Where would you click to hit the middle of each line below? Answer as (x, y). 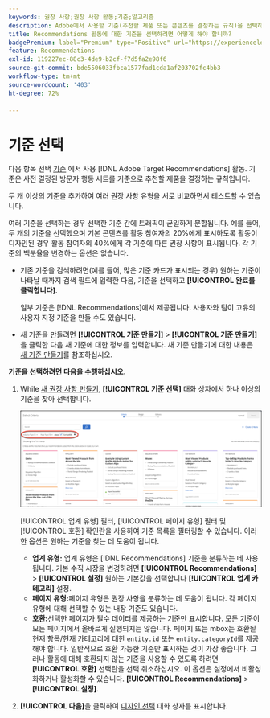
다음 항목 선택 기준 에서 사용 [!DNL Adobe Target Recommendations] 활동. (128, 169)
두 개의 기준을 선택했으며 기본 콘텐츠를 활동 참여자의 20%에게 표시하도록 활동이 (133, 233)
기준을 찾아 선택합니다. (55, 399)
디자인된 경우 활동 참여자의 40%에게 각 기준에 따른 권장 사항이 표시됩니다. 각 (129, 243)
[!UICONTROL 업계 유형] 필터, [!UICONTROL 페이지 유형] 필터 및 (123, 521)
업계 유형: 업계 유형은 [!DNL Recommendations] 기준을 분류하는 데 (137, 558)
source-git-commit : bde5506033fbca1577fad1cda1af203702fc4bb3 (115, 68)
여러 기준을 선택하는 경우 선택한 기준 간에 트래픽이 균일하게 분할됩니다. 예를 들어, (135, 223)
